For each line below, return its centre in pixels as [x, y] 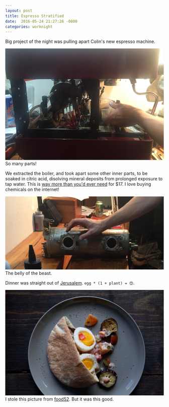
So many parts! [21, 164]
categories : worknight [29, 27]
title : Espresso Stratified [35, 16]
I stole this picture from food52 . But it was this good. [60, 399]
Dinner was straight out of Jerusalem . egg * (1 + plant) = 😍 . [70, 283]
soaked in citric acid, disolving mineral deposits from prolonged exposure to [84, 179]
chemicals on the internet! [32, 189]
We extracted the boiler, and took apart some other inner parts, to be [76, 173]
